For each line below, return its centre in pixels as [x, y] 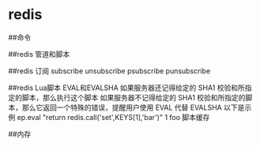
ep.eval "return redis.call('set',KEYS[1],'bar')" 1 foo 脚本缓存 [113, 117]
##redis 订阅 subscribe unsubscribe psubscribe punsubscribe [109, 71]
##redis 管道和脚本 [39, 54]
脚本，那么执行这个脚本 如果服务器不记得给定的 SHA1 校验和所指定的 [134, 97]
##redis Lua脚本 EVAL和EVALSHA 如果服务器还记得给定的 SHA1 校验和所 [126, 88]
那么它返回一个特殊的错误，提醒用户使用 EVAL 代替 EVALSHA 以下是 [133, 107]
